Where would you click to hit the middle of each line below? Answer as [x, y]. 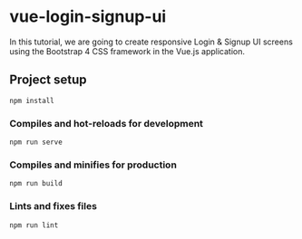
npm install [32, 100]
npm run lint [34, 225]
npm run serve [36, 142]
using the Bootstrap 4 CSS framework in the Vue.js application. [127, 51]
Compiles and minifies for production [93, 165]
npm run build [36, 184]
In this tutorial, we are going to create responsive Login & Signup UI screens [151, 42]
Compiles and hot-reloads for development [107, 123]
